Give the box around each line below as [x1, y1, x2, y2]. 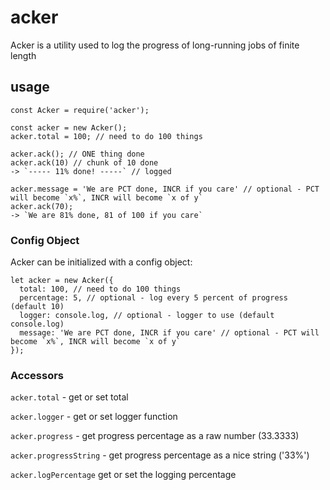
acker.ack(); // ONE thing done [10, 149, 145, 159]
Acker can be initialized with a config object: [10, 256, 193, 268]
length [10, 49, 37, 61]
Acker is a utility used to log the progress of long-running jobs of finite [10, 39, 300, 51]
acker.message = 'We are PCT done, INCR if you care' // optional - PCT [10, 184, 320, 194]
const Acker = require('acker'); [10, 105, 150, 115]
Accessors [10, 368, 65, 382]
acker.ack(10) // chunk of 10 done [10, 157, 159, 168]
